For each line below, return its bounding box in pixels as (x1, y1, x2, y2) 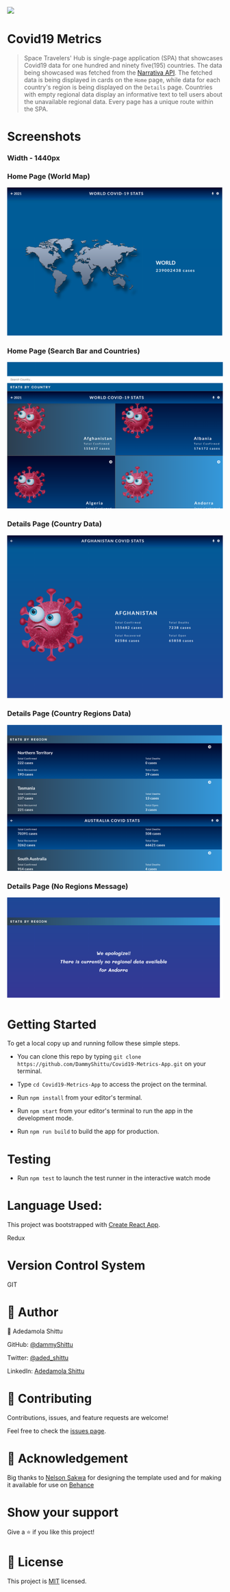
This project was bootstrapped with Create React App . (7, 1221, 161, 1229)
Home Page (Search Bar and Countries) (7, 346, 140, 355)
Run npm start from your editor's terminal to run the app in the (16, 1107, 193, 1115)
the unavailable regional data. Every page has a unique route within (23, 97, 214, 105)
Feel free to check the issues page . (7, 1427, 106, 1435)
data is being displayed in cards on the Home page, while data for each (23, 75, 220, 84)
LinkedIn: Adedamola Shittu (7, 1367, 85, 1376)
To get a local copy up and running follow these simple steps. (7, 1039, 180, 1048)
